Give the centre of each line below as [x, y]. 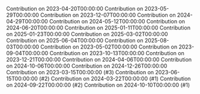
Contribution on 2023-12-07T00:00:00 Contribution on [108, 15]
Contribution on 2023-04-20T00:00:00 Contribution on [75, 9]
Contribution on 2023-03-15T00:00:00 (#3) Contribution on [80, 72]
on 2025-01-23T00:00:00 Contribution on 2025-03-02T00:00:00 [87, 34]
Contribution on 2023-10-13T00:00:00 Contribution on [117, 53]
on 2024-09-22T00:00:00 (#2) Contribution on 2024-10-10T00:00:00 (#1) [98, 85]
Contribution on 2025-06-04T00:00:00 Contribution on [75, 40]
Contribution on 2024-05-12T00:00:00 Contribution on [117, 21]
